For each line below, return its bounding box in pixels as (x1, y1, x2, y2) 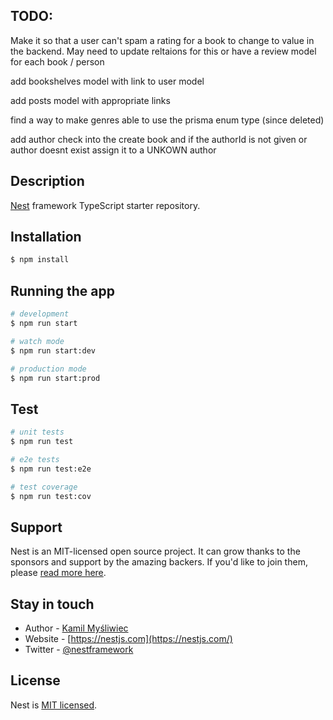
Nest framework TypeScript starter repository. (10, 199, 201, 211)
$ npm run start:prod (10, 373, 101, 383)
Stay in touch (10, 595, 95, 613)
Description (10, 173, 85, 190)
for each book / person (10, 55, 105, 68)
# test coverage (10, 482, 78, 492)
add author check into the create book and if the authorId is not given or (10, 133, 308, 145)
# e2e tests (10, 454, 60, 464)
